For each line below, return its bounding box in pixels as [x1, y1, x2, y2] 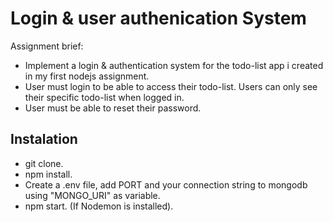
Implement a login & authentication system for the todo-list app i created [24, 59, 324, 71]
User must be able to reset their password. [24, 102, 202, 114]
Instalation [10, 131, 78, 148]
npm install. [24, 168, 73, 180]
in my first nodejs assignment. [24, 70, 150, 82]
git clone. [24, 157, 64, 169]
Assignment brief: [10, 40, 84, 52]
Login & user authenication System [10, 7, 307, 30]
